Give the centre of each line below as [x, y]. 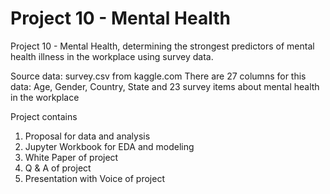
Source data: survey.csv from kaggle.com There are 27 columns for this [158, 76]
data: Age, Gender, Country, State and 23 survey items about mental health [165, 86]
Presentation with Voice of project [94, 178]
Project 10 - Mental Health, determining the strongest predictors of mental [162, 46]
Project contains [44, 116]
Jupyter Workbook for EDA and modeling [109, 146]
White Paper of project [71, 157]
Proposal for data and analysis [87, 136]
